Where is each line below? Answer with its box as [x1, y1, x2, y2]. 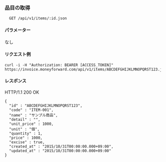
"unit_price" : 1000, [9, 121, 54, 126]
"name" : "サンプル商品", [9, 112, 58, 117]
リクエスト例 [4, 51, 31, 57]
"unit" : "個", [9, 126, 40, 132]
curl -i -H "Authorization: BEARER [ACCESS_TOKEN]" [4, 62, 113, 67]
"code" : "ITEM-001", [9, 108, 54, 112]
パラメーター [4, 27, 31, 33]
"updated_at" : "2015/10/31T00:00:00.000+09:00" [9, 148, 111, 153]
